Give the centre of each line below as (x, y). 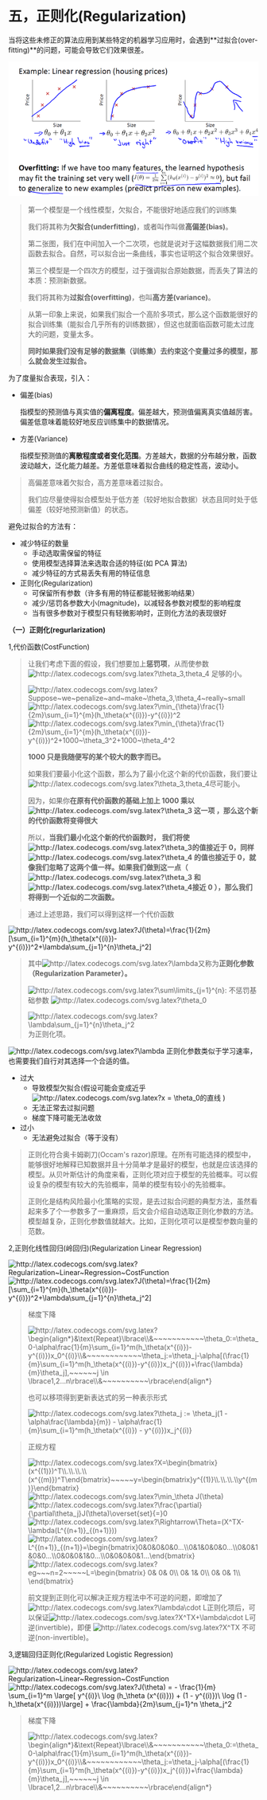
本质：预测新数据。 (59, 280)
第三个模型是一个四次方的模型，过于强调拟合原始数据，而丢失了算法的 (143, 270)
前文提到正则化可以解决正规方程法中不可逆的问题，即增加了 (125, 1597)
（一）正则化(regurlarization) (57, 629)
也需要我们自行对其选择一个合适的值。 (71, 1061)
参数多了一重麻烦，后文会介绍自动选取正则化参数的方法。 (164, 1211)
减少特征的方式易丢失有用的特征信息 (91, 573)
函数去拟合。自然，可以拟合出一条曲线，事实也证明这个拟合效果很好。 (143, 253)
